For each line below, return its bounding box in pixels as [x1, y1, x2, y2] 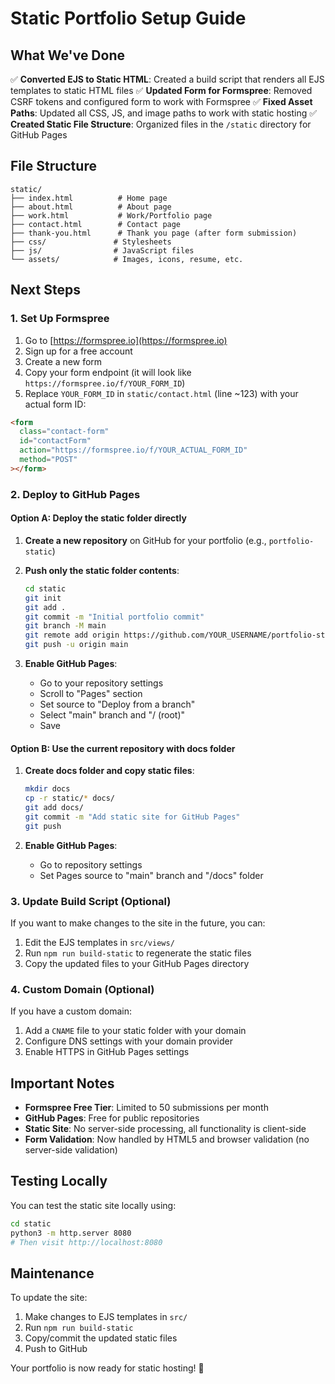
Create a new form [24, 355, 103, 367]
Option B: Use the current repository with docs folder [10, 742, 236, 754]
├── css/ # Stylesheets [10, 237, 172, 247]
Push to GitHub [24, 1343, 88, 1355]
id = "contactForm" [19, 436, 92, 446]
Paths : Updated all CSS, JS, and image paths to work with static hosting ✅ [10, 107, 318, 119]
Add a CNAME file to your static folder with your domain [24, 1025, 247, 1037]
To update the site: [10, 1292, 88, 1304]
